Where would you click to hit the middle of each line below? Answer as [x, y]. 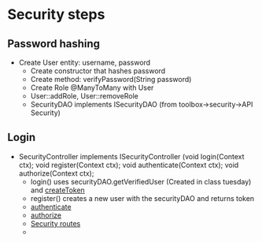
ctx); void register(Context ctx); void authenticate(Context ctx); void [129, 165]
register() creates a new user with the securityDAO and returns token [142, 198]
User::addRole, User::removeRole [85, 96]
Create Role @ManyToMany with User [92, 87]
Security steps [56, 15]
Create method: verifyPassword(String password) [111, 79]
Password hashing [54, 44]
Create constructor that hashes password [98, 71]
